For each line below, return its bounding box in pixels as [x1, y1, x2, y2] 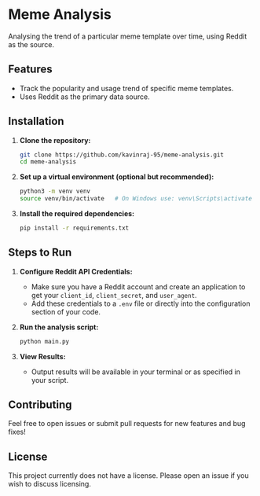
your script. [31, 375, 69, 384]
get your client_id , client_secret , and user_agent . [31, 290, 198, 299]
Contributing [8, 399, 72, 412]
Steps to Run [8, 246, 72, 259]
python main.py [19, 337, 70, 345]
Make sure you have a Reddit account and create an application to [31, 281, 246, 292]
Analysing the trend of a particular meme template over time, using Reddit [8, 31, 247, 41]
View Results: [19, 351, 66, 361]
